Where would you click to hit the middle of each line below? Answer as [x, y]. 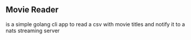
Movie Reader [32, 10]
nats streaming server [33, 30]
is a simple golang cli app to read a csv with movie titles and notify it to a [95, 24]
